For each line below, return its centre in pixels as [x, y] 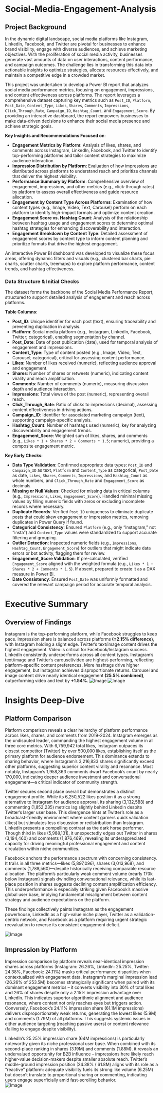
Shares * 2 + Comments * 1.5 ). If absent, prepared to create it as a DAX [84, 569]
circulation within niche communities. [42, 849]
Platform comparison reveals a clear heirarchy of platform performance [77, 730]
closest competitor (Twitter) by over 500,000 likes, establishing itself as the [81, 751]
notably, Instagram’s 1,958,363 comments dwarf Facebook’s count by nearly [81, 772]
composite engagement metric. [44, 446]
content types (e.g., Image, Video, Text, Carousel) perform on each [79, 207]
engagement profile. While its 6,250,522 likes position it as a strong [72, 797]
